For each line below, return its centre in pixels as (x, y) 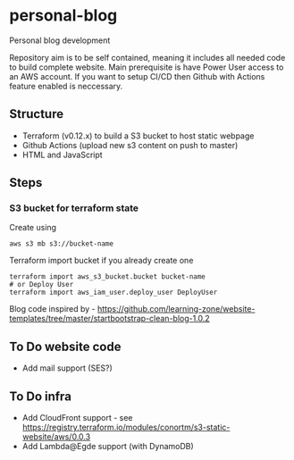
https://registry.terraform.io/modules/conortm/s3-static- (126, 427)
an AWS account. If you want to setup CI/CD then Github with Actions (137, 76)
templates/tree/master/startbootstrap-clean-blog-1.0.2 (109, 319)
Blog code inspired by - (52, 309)
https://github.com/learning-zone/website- (176, 309)
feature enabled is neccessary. (66, 86)
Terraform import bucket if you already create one (101, 261)
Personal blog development (60, 40)
